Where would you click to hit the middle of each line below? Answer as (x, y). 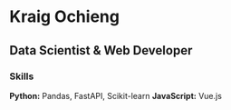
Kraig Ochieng (65, 17)
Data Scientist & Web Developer (101, 50)
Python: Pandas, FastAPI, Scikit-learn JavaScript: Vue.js (115, 95)
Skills (22, 76)
